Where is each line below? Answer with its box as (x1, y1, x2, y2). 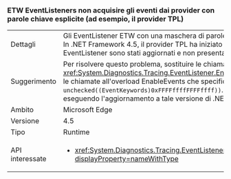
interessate (10, 154, 47, 164)
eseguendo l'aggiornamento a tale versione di (63, 94, 212, 103)
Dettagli (10, 40, 36, 50)
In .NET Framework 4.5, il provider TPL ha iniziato (63, 40, 223, 50)
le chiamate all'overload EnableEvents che (63, 76, 199, 86)
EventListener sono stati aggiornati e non (63, 48, 196, 58)
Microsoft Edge (63, 105, 113, 115)
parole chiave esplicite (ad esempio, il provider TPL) (7, 14, 184, 23)
